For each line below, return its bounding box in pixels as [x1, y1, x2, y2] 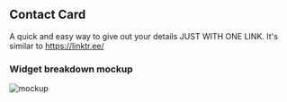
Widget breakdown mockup [9, 63, 133, 75]
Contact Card [9, 7, 86, 22]
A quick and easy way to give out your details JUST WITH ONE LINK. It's [9, 30, 279, 41]
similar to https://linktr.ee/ [9, 40, 105, 51]
